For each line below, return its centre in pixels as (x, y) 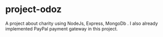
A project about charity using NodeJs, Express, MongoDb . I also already (81, 23)
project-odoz (34, 9)
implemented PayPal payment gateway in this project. (62, 28)
